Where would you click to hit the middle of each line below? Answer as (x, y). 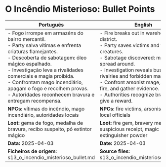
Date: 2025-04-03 (123, 143)
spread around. (117, 64)
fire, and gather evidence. (129, 88)
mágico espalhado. (30, 64)
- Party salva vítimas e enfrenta (44, 45)
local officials (115, 115)
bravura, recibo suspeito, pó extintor (50, 129)
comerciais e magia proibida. (41, 76)
